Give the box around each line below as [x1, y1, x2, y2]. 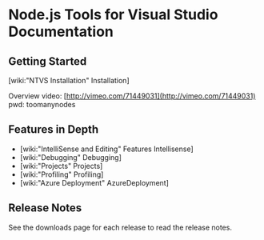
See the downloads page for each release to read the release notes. [8, 222, 232, 232]
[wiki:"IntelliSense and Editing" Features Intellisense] [19, 144, 194, 154]
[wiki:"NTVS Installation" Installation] [8, 76, 130, 85]
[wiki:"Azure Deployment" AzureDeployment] [19, 178, 170, 187]
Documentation [8, 22, 114, 41]
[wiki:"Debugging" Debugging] [19, 152, 122, 162]
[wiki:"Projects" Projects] [19, 161, 103, 170]
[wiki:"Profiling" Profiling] [19, 170, 104, 179]
